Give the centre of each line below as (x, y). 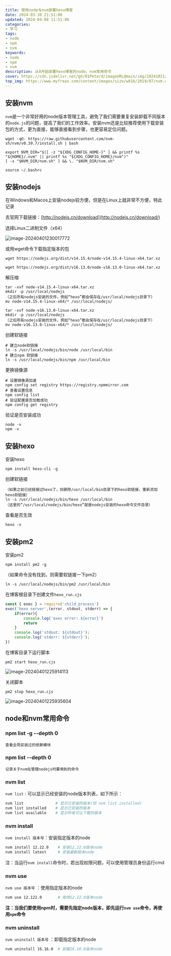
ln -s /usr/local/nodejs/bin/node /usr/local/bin (59, 350)
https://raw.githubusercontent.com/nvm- (71, 139)
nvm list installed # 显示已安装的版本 (48, 808)
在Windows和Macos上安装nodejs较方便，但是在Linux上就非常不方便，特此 (84, 200)
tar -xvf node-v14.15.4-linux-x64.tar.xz (50, 287)
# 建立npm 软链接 (22, 356)
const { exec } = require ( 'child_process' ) (52, 604)
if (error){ (26, 613)
